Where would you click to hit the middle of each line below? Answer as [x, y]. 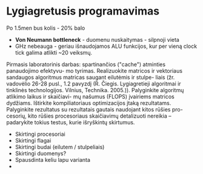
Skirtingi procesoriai [40, 134]
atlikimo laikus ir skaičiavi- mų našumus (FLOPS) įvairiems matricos [90, 96]
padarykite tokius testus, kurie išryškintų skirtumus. [71, 122]
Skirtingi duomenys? [41, 153]
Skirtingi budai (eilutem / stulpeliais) [60, 147]
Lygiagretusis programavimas [83, 11]
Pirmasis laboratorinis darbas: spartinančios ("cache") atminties [86, 64]
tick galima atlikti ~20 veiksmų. [54, 52]
